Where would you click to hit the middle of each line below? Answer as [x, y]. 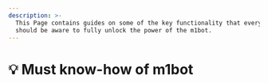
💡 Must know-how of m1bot [101, 69]
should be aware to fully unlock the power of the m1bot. [114, 30]
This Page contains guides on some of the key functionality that [128, 23]
